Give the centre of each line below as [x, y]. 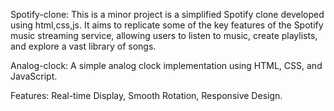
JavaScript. [34, 76]
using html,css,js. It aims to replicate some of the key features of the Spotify [167, 25]
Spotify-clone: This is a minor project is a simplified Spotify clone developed [167, 14]
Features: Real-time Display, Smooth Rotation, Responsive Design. [146, 95]
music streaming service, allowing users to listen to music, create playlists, [164, 35]
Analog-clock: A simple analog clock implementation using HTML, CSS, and [166, 65]
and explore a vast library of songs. [83, 46]
